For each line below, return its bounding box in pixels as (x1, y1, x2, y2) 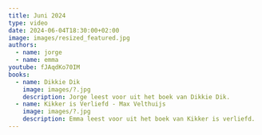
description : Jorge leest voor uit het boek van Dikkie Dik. (22, 93, 230, 101)
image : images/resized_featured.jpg (8, 33, 130, 42)
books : (8, 71, 30, 79)
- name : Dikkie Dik (15, 78, 81, 86)
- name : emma (15, 56, 59, 64)
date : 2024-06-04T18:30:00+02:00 (8, 26, 120, 34)
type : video (8, 19, 48, 27)
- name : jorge (15, 48, 62, 56)
